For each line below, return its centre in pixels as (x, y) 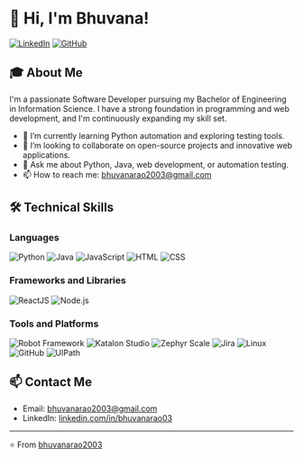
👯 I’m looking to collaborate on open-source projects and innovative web (157, 145)
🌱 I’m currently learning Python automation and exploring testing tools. (153, 135)
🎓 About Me (46, 73)
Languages (35, 238)
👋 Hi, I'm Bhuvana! (79, 18)
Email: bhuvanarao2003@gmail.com (90, 408)
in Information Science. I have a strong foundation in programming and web (150, 108)
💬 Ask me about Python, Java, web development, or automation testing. (156, 164)
